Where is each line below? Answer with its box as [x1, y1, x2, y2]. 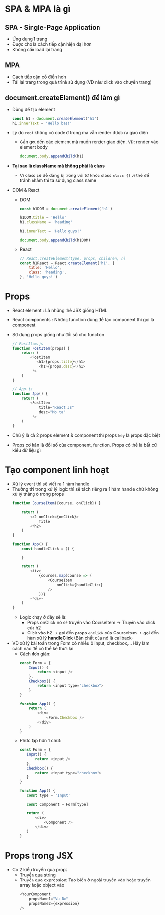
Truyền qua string [19, 872, 56, 878]
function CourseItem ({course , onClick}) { [12, 500, 101, 506]
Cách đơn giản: [19, 651, 51, 657]
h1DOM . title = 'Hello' [19, 215, 66, 220]
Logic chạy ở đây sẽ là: [19, 614, 66, 620]
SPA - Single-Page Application [5, 23, 100, 32]
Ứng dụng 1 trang [12, 36, 48, 42]
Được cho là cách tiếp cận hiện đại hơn [12, 41, 92, 47]
